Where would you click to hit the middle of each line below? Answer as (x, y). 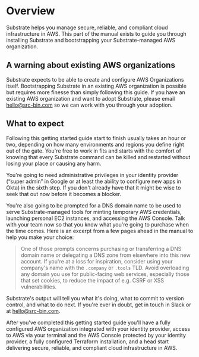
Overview (31, 11)
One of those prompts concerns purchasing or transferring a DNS (101, 249)
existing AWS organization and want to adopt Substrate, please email (91, 98)
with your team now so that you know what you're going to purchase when (97, 224)
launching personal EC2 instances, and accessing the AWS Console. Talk (96, 218)
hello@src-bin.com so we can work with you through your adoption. (89, 105)
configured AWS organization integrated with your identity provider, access (98, 328)
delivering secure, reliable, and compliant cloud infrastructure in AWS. (92, 347)
